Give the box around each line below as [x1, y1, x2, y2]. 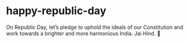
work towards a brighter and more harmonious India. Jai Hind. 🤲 [6, 29, 161, 37]
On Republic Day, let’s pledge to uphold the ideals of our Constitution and [6, 24, 184, 31]
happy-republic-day [6, 4, 107, 18]
